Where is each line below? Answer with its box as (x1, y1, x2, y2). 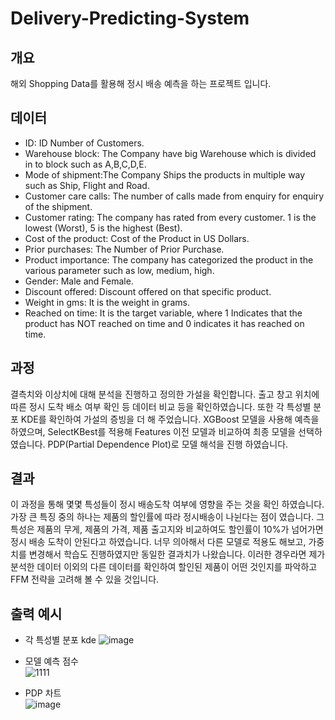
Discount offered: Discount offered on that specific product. (24, 285, 272, 297)
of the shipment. (24, 200, 93, 212)
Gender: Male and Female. (24, 275, 134, 287)
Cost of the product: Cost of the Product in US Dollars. (24, 232, 250, 244)
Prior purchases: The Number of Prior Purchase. (24, 243, 225, 255)
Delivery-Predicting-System (10, 7, 250, 30)
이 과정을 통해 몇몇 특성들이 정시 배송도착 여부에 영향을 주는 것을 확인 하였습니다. (10, 498, 325, 511)
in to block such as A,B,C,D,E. (24, 158, 147, 170)
